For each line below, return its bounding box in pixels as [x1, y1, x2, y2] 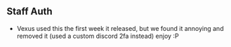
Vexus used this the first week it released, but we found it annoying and [16, 24, 224, 32]
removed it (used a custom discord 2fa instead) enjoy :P [16, 32, 180, 40]
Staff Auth [6, 6, 53, 18]
